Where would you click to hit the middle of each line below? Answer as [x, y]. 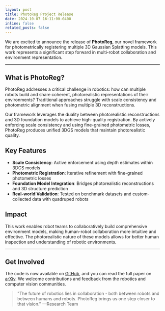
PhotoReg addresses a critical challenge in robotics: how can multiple [75, 89]
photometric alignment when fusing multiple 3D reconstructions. [70, 105]
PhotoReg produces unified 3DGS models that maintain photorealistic [75, 130]
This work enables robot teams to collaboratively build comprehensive [76, 226]
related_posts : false [27, 28]
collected [22, 199]
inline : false [20, 23]
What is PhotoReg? [35, 77]
